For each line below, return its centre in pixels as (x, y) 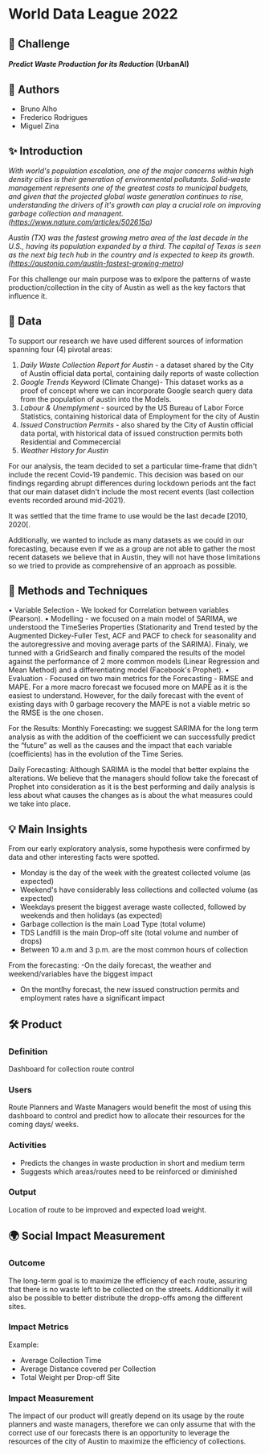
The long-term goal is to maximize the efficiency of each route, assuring (128, 1280)
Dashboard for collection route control (71, 1068)
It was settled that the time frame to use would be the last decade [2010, (128, 515)
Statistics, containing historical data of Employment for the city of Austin (139, 416)
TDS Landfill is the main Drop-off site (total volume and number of (129, 933)
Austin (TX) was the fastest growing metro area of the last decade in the (128, 238)
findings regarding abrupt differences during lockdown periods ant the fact (132, 483)
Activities (27, 1146)
